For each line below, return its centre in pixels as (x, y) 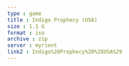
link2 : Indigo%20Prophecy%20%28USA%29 (65, 52)
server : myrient (32, 45)
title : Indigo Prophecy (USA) (52, 20)
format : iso (26, 33)
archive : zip (28, 39)
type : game (24, 13)
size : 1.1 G (26, 26)
